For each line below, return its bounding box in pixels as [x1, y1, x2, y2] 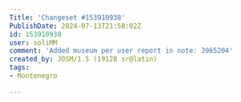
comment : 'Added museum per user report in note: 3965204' [9, 47, 234, 55]
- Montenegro [9, 72, 58, 81]
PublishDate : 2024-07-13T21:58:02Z [9, 21, 142, 30]
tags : [9, 64, 29, 72]
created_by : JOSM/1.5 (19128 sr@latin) [9, 55, 158, 64]
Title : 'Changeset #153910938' [9, 13, 126, 22]
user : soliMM [9, 38, 58, 47]
